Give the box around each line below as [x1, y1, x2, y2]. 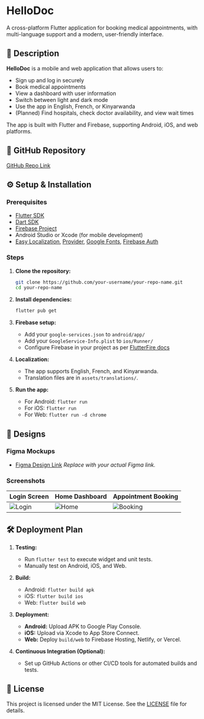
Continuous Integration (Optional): [15, 647, 105, 655]
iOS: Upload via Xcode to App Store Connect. [24, 629, 140, 636]
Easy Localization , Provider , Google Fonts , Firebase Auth [15, 238, 159, 246]
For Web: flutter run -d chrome [24, 411, 107, 418]
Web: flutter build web [24, 599, 86, 606]
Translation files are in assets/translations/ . [24, 374, 138, 381]
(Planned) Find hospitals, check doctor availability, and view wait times [15, 109, 194, 117]
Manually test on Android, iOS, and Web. [24, 562, 127, 569]
